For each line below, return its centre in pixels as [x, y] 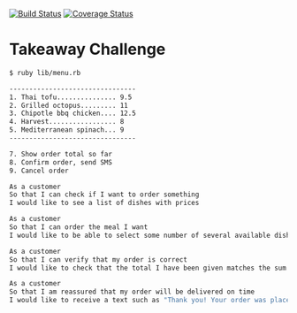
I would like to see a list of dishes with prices [104, 203]
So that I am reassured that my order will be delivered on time [132, 292]
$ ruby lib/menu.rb [45, 73]
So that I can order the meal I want [79, 227]
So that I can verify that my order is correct [99, 260]
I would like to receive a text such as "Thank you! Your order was [138, 301]
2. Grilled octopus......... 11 [69, 105]
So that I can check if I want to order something [104, 195]
